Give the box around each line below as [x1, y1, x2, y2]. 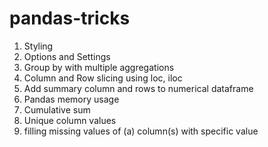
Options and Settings [23, 50, 111, 62]
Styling [23, 40, 54, 52]
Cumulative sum [23, 103, 91, 116]
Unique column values [23, 114, 117, 126]
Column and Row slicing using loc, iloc [23, 72, 183, 84]
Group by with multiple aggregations [23, 61, 175, 73]
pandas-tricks [9, 7, 131, 30]
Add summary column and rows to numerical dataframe [23, 82, 254, 94]
